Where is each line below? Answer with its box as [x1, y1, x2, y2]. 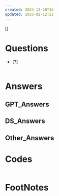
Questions [5, 42, 48, 54]
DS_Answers [5, 117, 45, 125]
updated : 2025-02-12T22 [5, 12, 54, 17]
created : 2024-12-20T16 [5, 7, 54, 12]
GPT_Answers [5, 100, 50, 109]
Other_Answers [5, 134, 54, 142]
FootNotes [5, 182, 49, 193]
